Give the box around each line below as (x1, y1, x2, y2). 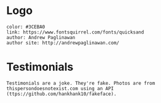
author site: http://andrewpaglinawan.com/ (6, 40, 120, 46)
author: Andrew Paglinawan (6, 34, 76, 40)
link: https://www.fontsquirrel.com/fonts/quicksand (6, 29, 144, 35)
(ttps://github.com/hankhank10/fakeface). (6, 91, 117, 97)
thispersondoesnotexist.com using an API (6, 85, 114, 91)
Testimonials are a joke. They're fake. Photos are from (6, 80, 155, 86)
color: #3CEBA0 (6, 24, 45, 30)
